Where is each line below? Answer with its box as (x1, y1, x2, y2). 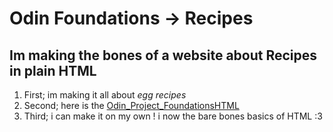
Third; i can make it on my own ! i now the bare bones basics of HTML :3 (23, 110, 323, 122)
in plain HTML (9, 62, 97, 79)
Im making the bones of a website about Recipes (9, 47, 318, 64)
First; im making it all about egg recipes (23, 89, 187, 101)
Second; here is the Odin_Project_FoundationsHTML (23, 100, 240, 111)
